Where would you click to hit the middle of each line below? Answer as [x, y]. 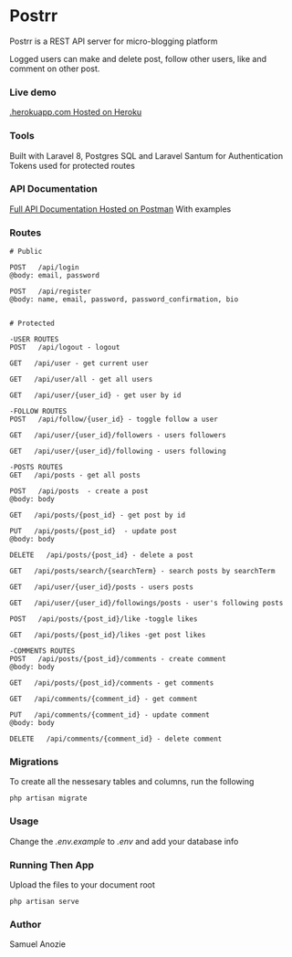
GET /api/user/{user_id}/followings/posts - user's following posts [146, 604]
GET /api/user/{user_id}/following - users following [118, 452]
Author [26, 924]
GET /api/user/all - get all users [81, 380]
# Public [26, 252]
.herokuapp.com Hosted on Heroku [76, 112]
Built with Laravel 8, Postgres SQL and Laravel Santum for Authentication [146, 155]
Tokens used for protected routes [72, 165]
